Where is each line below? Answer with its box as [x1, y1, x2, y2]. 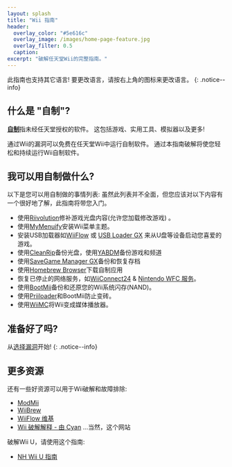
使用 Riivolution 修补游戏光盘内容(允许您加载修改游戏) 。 [17, 213, 175, 222]
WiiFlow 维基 [17, 414, 54, 423]
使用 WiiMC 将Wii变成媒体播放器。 [17, 300, 112, 309]
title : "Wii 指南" [7, 17, 58, 24]
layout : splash [7, 10, 51, 17]
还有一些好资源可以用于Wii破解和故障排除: [7, 385, 127, 393]
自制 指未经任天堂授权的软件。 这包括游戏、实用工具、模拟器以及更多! [7, 124, 205, 133]
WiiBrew [17, 406, 42, 414]
